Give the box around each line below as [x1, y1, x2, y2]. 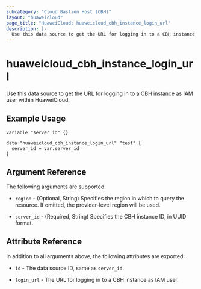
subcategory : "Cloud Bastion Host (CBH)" [6, 8, 112, 15]
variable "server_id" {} [6, 129, 69, 135]
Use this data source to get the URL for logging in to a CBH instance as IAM [6, 90, 194, 97]
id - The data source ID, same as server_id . [14, 264, 125, 272]
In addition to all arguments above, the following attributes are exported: [6, 252, 185, 259]
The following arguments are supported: [6, 183, 107, 190]
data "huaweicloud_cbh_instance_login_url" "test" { [6, 140, 141, 146]
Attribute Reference [6, 237, 82, 247]
